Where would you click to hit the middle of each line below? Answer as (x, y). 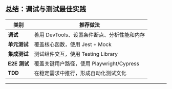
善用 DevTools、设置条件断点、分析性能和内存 (89, 35)
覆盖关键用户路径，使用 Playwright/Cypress (87, 63)
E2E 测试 (19, 63)
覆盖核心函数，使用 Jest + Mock (73, 44)
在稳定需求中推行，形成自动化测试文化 (80, 73)
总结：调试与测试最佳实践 (46, 9)
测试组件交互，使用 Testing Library (76, 54)
